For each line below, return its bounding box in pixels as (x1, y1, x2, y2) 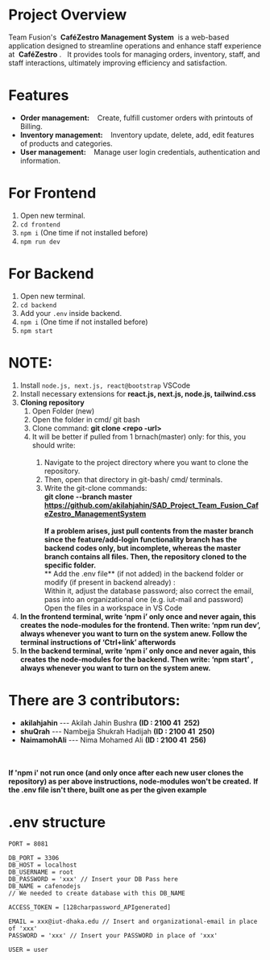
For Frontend (8, 184, 97, 202)
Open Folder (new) (31, 405, 95, 416)
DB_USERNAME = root (8, 868, 74, 876)
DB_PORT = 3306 (8, 854, 60, 862)
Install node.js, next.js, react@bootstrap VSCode (19, 380, 191, 390)
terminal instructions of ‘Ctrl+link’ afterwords (19, 637, 177, 646)
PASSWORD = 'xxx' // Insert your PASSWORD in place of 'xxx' (8, 931, 218, 940)
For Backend (8, 264, 94, 283)
